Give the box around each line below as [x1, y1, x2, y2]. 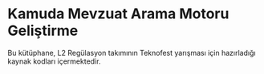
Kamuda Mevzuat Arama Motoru [7, 5, 229, 23]
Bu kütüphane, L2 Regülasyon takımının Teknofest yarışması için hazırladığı [7, 48, 256, 57]
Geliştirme [7, 21, 79, 40]
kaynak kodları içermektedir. [7, 56, 101, 66]
